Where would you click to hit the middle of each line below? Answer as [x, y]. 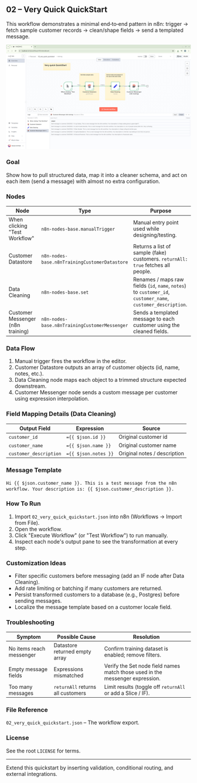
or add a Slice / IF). [127, 693]
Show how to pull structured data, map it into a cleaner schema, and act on [97, 175]
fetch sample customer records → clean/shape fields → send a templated [95, 30]
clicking [18, 225]
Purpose [161, 211]
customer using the [156, 325]
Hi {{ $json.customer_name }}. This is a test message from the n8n [91, 483]
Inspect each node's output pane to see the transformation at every [96, 541]
